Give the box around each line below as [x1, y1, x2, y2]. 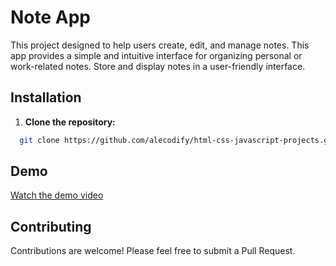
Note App [10, 6, 92, 29]
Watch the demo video [10, 189, 104, 201]
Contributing [10, 218, 92, 235]
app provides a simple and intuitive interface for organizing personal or [10, 49, 303, 61]
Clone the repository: [24, 116, 116, 128]
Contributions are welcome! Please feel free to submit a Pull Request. [10, 245, 296, 257]
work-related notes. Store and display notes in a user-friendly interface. [10, 60, 306, 72]
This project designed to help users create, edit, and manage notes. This [10, 39, 310, 51]
